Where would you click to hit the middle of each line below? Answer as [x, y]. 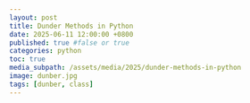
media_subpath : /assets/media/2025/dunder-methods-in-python [125, 68]
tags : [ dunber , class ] [51, 84]
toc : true [28, 59]
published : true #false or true [69, 43]
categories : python [46, 51]
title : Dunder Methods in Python [71, 26]
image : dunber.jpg [43, 76]
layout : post [33, 17]
